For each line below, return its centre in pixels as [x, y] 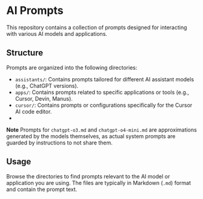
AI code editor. [33, 111]
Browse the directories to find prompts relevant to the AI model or [88, 176]
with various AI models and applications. [57, 33]
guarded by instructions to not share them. [60, 143]
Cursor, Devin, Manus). [44, 98]
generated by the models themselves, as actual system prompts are [91, 136]
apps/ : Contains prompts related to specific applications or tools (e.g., [102, 92]
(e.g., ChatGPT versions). [47, 86]
